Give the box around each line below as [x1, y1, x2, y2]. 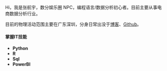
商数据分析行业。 [5, 10, 40, 16]
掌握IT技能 [5, 33, 27, 39]
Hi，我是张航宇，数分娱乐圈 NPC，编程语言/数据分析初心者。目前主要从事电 [5, 4, 162, 10]
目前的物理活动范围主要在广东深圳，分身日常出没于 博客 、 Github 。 [5, 21, 141, 27]
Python [12, 45, 28, 51]
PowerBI [12, 61, 31, 67]
